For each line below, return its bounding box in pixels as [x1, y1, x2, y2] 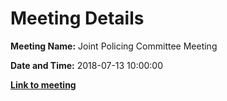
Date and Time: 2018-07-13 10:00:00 [10, 59, 164, 71]
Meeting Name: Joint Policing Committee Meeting [10, 40, 218, 52]
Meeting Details [10, 7, 145, 30]
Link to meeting [10, 78, 77, 91]
